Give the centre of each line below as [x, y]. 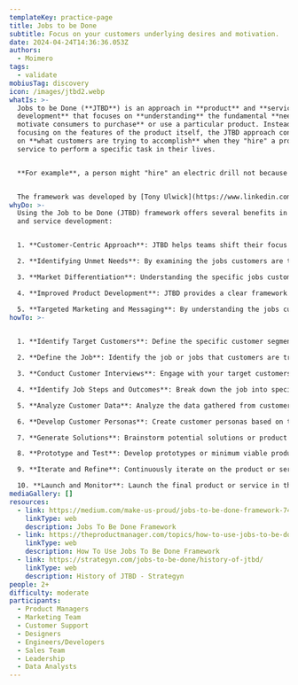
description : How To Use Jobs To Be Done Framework [122, 552]
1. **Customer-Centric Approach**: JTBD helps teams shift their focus [153, 245]
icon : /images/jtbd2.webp [57, 91]
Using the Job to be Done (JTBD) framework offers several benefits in [153, 214]
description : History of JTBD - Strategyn [105, 576]
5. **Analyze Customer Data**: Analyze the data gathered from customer [154, 405]
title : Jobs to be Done [53, 26]
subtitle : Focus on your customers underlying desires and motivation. [144, 34]
